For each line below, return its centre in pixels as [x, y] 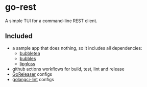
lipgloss [27, 63]
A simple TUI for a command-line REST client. [51, 21]
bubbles [28, 58]
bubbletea [30, 53]
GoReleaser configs [32, 74]
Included [19, 36]
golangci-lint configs [33, 79]
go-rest [21, 7]
